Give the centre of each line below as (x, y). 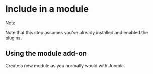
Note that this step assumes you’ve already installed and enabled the (77, 32)
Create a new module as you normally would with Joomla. (65, 65)
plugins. (13, 38)
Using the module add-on (46, 54)
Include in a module (47, 9)
